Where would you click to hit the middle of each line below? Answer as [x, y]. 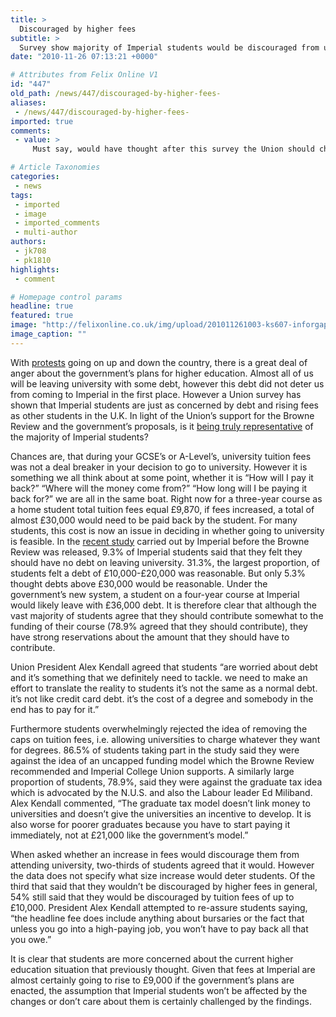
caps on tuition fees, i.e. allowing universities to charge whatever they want [165, 739]
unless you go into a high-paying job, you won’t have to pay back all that [159, 928]
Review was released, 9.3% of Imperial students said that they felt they [156, 552]
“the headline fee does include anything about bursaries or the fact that [157, 918]
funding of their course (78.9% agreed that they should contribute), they [159, 626]
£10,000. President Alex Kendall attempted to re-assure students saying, [159, 907]
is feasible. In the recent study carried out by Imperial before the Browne [160, 541]
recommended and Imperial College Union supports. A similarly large [152, 771]
